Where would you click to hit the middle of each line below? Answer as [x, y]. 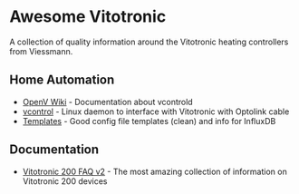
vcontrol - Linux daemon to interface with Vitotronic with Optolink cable [156, 112]
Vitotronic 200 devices [65, 181]
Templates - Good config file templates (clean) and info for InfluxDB [149, 121]
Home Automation [62, 80]
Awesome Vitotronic [88, 17]
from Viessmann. [41, 51]
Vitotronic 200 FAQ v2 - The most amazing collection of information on [154, 171]
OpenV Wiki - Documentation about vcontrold [107, 102]
